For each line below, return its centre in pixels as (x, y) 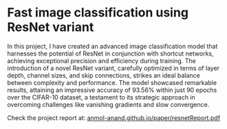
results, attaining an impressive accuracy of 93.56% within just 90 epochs (112, 90)
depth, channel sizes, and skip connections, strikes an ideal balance (104, 75)
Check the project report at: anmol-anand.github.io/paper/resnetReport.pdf (114, 117)
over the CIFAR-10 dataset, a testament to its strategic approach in (101, 97)
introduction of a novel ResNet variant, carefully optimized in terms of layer (113, 68)
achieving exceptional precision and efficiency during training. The (101, 60)
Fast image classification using (98, 13)
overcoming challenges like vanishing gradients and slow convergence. (108, 104)
